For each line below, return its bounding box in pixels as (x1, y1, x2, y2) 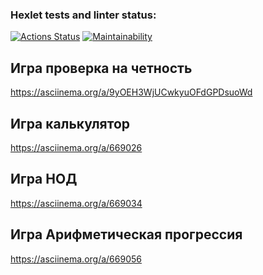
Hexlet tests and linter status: (10, 8, 157, 22)
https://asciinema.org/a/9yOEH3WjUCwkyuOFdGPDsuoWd (10, 86, 253, 98)
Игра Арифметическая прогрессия (10, 226, 243, 243)
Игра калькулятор (10, 115, 131, 132)
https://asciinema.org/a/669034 (10, 197, 143, 209)
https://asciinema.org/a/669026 (10, 141, 143, 153)
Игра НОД (10, 171, 78, 188)
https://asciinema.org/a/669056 (10, 253, 142, 265)
